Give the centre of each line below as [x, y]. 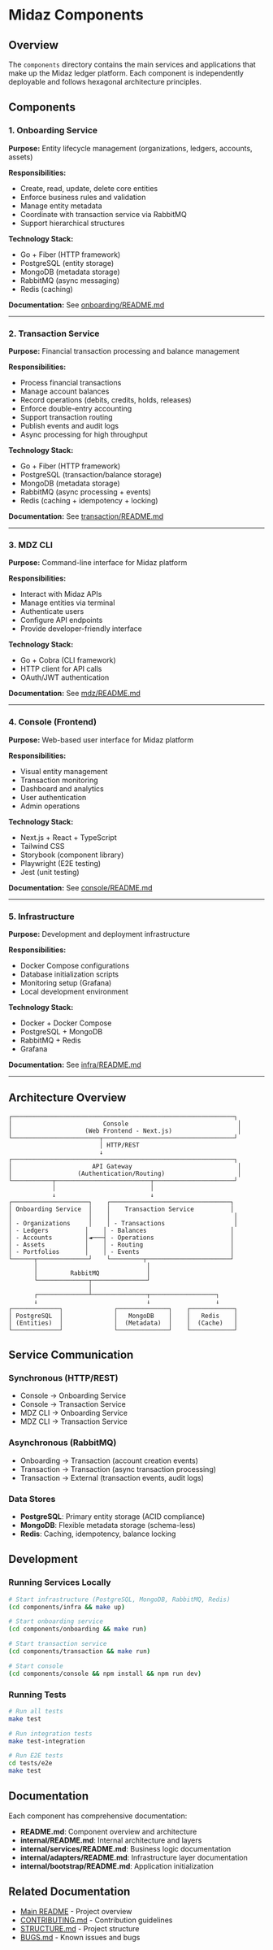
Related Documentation [69, 1892]
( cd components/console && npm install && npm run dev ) [105, 1674]
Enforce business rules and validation [83, 197]
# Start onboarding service [56, 1621]
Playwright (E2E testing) [61, 863]
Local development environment [74, 991]
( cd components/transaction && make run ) [80, 1652]
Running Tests [37, 1695]
